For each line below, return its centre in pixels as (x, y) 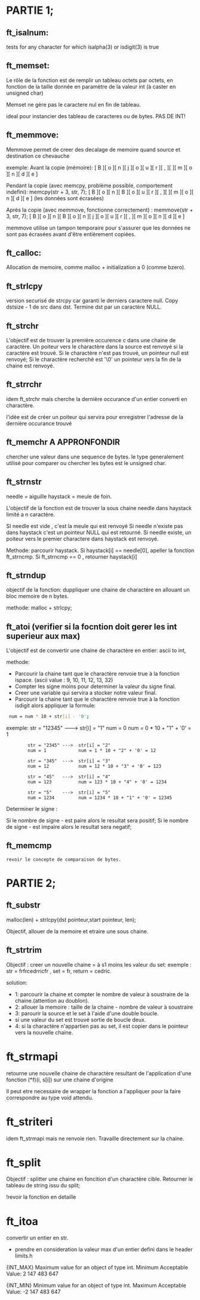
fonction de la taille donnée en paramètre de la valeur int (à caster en (91, 86)
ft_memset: (28, 66)
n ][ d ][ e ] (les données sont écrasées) (55, 198)
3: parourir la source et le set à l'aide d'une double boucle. (87, 1013)
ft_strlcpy (24, 286)
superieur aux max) (43, 636)
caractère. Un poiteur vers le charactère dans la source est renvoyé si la (95, 347)
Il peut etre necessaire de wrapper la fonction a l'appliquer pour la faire (93, 1091)
